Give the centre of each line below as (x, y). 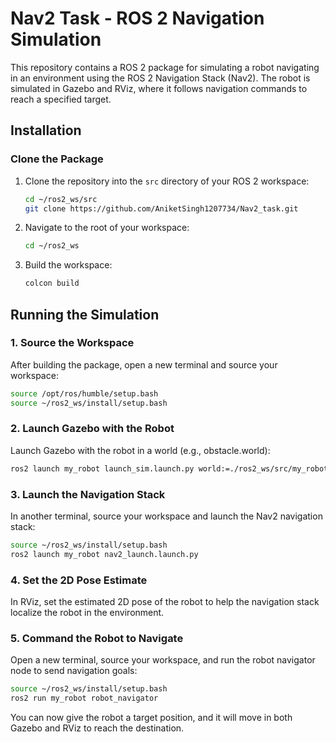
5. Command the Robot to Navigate (97, 638)
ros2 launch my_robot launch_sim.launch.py (102, 468)
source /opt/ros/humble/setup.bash (84, 393)
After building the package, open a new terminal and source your (144, 364)
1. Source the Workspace (72, 343)
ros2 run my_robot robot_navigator (84, 698)
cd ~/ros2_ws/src (61, 199)
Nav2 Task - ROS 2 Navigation (137, 18)
